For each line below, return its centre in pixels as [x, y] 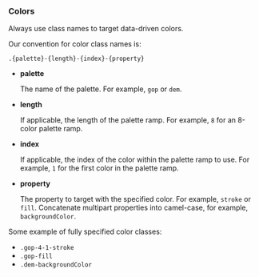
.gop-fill [36, 257]
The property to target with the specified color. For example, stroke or [135, 199]
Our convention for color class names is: [75, 44]
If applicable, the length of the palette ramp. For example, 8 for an [128, 120]
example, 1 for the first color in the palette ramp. [99, 168]
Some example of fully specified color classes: [85, 232]
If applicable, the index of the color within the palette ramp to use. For [135, 160]
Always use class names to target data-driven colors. [96, 29]
